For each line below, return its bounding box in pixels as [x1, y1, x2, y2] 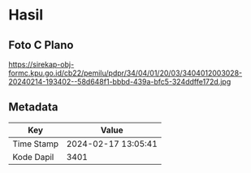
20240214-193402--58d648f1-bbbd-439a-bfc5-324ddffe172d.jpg [8, 77, 232, 86]
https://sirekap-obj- [8, 59, 75, 69]
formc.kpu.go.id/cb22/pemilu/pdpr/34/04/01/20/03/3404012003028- [8, 68, 243, 78]
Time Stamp [12, 138, 59, 149]
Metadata [8, 100, 58, 115]
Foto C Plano [8, 38, 74, 52]
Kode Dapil [12, 151, 54, 162]
